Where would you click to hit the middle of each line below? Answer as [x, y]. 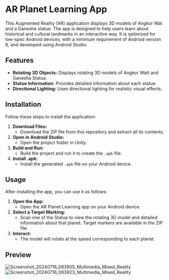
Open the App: [28, 201]
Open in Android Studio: [38, 137]
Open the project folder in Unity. [53, 143]
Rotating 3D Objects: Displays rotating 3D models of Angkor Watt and [86, 73]
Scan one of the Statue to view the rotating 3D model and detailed [89, 218]
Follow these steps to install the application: [51, 116]
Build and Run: [28, 148]
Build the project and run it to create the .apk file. [71, 153]
